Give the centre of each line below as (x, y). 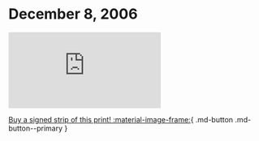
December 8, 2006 (73, 14)
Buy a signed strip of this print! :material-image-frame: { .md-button (121, 119)
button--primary (36, 128)
